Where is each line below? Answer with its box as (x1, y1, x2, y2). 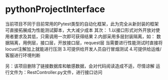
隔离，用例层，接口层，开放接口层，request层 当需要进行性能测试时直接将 (9, 39, 163, 46)
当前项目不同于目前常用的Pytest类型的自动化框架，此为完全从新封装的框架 (5, 21, 159, 27)
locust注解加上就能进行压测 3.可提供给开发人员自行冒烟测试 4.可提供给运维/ (5, 46, 161, 52)
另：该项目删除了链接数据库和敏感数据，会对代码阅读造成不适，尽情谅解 (5, 63, 154, 69)
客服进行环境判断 (5, 52, 41, 58)
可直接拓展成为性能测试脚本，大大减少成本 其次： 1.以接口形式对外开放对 (5, 27, 156, 33)
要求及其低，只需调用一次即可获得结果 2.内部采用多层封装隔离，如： (14, 33, 155, 39)
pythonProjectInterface (5, 4, 105, 15)
